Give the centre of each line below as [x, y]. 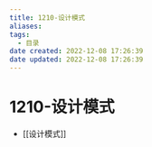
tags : [19, 34]
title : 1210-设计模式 [47, 18]
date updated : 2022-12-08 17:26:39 [76, 60]
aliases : [26, 26]
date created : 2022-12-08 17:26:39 [76, 51]
